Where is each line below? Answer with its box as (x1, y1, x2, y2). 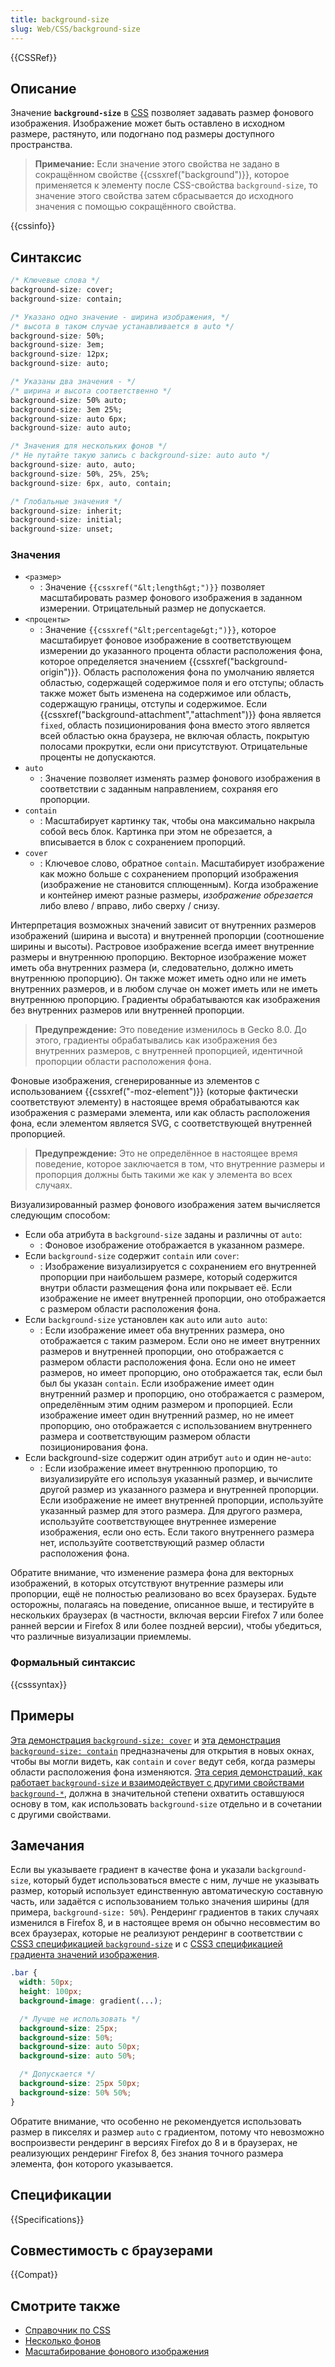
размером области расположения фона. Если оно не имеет (39, 1356, 296, 1368)
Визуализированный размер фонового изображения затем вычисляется (10, 1199, 321, 1211)
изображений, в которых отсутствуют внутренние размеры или (10, 1577, 284, 1590)
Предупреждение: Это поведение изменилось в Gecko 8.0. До (34, 1024, 307, 1036)
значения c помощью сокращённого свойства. (34, 201, 237, 213)
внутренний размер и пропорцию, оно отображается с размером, (39, 1388, 325, 1400)
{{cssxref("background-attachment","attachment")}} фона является (39, 709, 322, 721)
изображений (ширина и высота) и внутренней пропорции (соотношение (10, 930, 325, 942)
